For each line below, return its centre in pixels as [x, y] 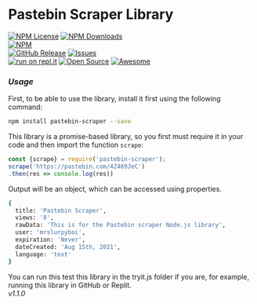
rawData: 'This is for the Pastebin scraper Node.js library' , [120, 225]
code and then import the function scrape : [76, 145]
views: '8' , [35, 218]
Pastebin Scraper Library [91, 15]
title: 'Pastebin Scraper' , [61, 211]
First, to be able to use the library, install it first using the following [114, 99]
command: [25, 107]
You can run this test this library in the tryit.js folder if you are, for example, [129, 277]
